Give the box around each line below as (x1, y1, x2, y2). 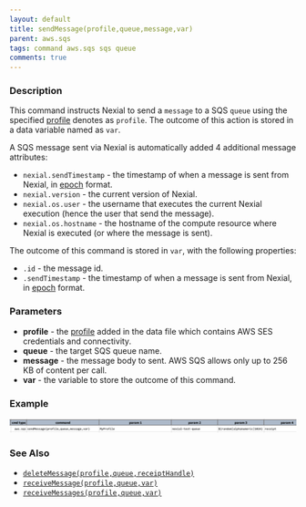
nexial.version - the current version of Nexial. (22, 189, 198, 200)
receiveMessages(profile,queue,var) (22, 488, 162, 497)
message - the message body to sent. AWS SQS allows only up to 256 (22, 355, 289, 366)
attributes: (9, 151, 48, 163)
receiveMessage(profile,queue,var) (22, 479, 158, 488)
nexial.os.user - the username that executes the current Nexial (22, 199, 262, 210)
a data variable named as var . (9, 124, 121, 136)
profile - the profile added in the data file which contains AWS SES (22, 326, 273, 336)
